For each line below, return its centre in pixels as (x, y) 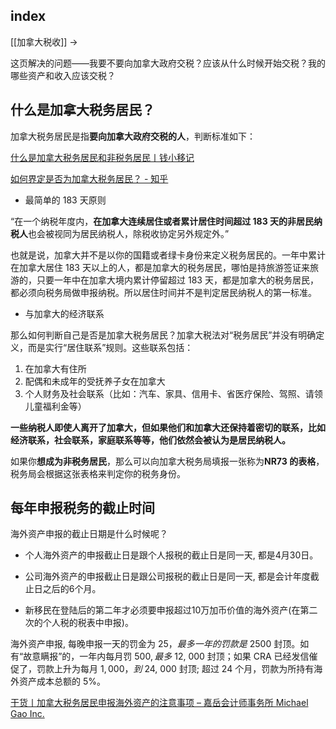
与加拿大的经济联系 (64, 313)
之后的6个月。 (72, 589)
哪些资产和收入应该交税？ (63, 75)
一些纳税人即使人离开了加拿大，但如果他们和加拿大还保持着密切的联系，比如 (168, 427)
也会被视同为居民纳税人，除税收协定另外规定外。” (129, 233)
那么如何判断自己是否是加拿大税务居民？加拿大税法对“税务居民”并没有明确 (163, 335)
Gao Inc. (27, 714)
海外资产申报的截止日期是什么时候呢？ (89, 534)
